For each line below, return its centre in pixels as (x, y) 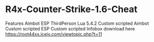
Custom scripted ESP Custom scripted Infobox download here (70, 28)
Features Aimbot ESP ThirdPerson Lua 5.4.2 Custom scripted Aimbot (77, 23)
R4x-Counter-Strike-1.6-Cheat (71, 9)
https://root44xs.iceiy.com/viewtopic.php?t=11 (54, 34)
